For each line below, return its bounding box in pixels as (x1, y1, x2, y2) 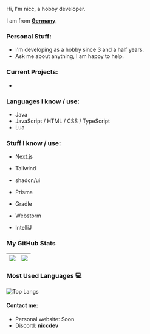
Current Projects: (6, 68, 59, 76)
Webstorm (15, 212, 41, 219)
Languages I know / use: (6, 97, 80, 106)
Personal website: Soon (15, 315, 75, 322)
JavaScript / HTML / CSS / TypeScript (15, 117, 111, 125)
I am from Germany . (6, 17, 58, 24)
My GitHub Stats (6, 239, 56, 248)
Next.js (15, 153, 33, 161)
